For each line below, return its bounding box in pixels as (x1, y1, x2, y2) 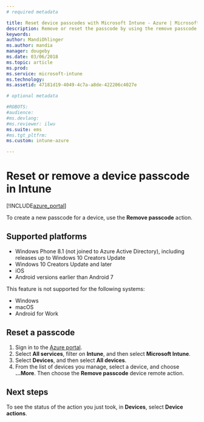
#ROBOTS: (6, 104, 29, 110)
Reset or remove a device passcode (6, 169, 190, 183)
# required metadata (6, 9, 59, 15)
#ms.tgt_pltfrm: (6, 132, 47, 138)
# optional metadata (6, 93, 59, 99)
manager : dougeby (6, 48, 50, 55)
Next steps (6, 387, 49, 398)
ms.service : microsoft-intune (6, 70, 83, 77)
